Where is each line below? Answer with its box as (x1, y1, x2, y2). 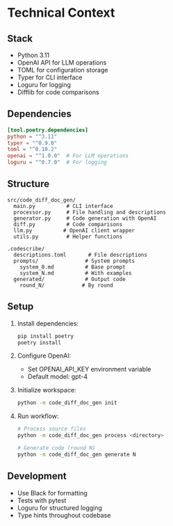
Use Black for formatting (17, 488, 88, 497)
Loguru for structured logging (17, 503, 103, 512)
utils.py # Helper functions (13, 233, 123, 240)
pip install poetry (17, 333, 74, 340)
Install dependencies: (17, 319, 79, 328)
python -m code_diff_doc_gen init (17, 399, 117, 406)
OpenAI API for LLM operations (17, 58, 107, 67)
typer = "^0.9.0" (7, 139, 58, 147)
